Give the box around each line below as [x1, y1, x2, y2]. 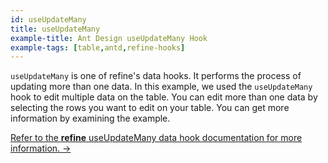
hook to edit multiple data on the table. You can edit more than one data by [10, 91, 318, 103]
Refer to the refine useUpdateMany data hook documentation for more [10, 132, 303, 144]
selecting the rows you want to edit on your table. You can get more [10, 102, 290, 114]
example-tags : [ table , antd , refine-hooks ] [10, 42, 186, 53]
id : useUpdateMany [10, 14, 87, 25]
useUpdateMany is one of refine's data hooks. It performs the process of [10, 70, 302, 82]
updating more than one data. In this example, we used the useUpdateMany [10, 81, 313, 93]
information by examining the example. [10, 112, 171, 125]
